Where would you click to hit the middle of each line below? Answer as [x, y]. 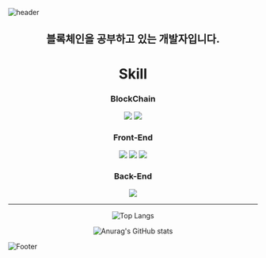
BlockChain [133, 98]
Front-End [133, 137]
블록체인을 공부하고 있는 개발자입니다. [133, 39]
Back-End [133, 176]
